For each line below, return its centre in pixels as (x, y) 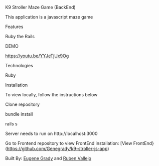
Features (14, 27)
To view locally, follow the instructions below (51, 95)
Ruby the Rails (20, 36)
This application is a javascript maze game (49, 17)
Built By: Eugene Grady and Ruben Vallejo (48, 158)
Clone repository (23, 104)
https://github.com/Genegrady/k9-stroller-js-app (57, 148)
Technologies (19, 65)
